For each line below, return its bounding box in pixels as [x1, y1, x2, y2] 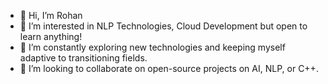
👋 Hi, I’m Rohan [19, 10, 83, 21]
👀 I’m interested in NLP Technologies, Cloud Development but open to [19, 20, 308, 32]
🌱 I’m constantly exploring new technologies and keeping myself [19, 41, 286, 53]
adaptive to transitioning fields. [19, 52, 148, 64]
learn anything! [19, 31, 83, 42]
